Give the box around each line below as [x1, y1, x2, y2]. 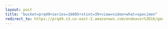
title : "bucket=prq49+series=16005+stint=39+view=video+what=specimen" [5, 12, 157, 17]
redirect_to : [5, 16, 32, 21]
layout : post [5, 7, 32, 12]
